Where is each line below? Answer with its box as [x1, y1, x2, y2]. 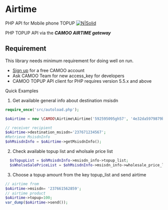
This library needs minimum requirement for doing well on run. [5, 58, 134, 64]
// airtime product [5, 190, 46, 196]
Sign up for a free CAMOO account [12, 67, 85, 73]
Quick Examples [5, 88, 38, 94]
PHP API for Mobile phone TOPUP [5, 20, 75, 26]
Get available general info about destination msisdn [12, 97, 118, 103]
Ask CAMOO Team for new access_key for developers [12, 73, 124, 79]
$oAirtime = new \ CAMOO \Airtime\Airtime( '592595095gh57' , [5, 116, 128, 121]
